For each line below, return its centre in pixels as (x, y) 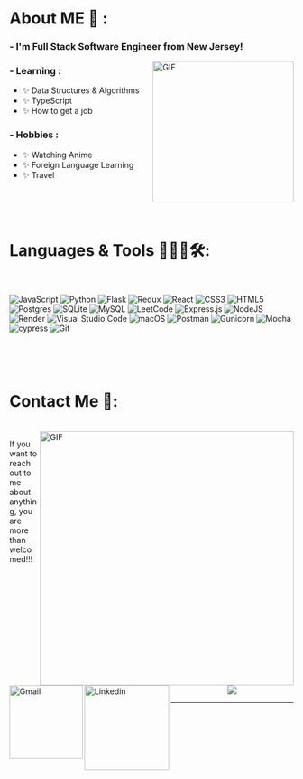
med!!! (21, 558)
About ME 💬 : (59, 19)
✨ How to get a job (57, 111)
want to (23, 453)
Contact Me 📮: (64, 401)
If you (20, 444)
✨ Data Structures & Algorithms (81, 90)
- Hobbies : (34, 135)
